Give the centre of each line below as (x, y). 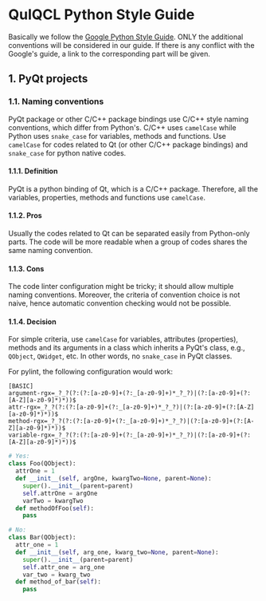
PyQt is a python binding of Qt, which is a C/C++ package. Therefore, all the (133, 188)
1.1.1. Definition (33, 171)
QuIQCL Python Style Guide (102, 15)
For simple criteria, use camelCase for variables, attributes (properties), (123, 339)
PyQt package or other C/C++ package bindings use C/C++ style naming (129, 119)
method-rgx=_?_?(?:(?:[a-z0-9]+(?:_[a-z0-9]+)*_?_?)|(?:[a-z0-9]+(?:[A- (131, 421)
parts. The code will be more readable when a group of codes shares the (128, 242)
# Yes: (19, 457)
